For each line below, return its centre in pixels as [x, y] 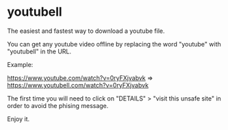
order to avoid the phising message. [58, 105]
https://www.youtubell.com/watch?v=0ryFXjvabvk [78, 85]
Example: [20, 64]
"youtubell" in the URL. [39, 51]
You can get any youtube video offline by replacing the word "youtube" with [114, 44]
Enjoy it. [18, 119]
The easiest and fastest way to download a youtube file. [86, 31]
